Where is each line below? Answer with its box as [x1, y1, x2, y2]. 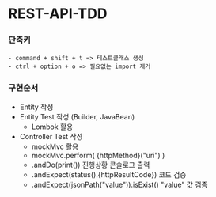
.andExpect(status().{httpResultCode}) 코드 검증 [31, 169, 187, 179]
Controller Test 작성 [19, 131, 83, 141]
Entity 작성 [19, 102, 54, 112]
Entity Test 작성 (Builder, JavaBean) [19, 112, 135, 121]
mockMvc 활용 [31, 142, 79, 151]
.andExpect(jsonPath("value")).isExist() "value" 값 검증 [31, 180, 208, 189]
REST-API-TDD [8, 5, 108, 23]
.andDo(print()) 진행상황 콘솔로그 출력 [31, 160, 150, 169]
